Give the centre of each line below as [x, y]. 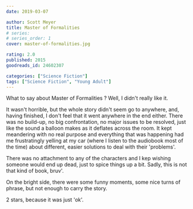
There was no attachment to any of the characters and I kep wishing [89, 159]
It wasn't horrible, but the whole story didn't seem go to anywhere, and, [93, 110]
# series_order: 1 [28, 39]
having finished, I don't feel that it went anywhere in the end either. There [94, 116]
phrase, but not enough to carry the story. [57, 188]
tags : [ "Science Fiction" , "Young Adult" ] [59, 82]
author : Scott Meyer [31, 22]
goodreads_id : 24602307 [35, 65]
